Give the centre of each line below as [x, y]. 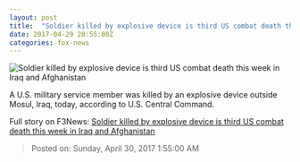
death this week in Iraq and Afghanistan [82, 132]
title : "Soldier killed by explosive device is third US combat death [145, 26]
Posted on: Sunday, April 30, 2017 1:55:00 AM [115, 149]
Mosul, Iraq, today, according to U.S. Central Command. [112, 105]
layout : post [33, 17]
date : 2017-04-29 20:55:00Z [62, 34]
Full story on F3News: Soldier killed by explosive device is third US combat [146, 122]
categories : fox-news [50, 43]
